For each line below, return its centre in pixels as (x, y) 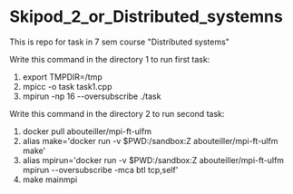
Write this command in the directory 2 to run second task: (117, 113)
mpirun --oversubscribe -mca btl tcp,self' (100, 170)
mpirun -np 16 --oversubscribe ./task (92, 96)
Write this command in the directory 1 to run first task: (110, 59)
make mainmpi (50, 179)
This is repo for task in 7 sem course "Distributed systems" (119, 42)
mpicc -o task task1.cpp (67, 86)
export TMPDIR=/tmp (62, 77)
